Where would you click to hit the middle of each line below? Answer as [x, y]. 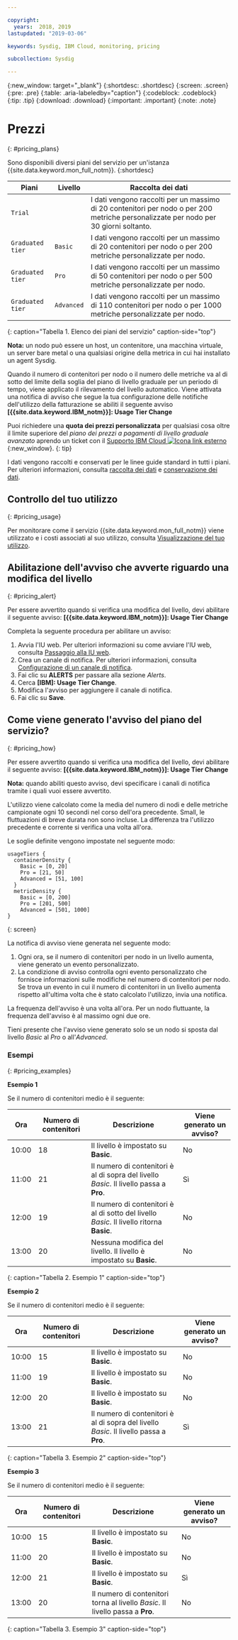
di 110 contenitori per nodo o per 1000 [156, 305]
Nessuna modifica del [127, 1242]
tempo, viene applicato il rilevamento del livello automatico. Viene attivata [114, 389]
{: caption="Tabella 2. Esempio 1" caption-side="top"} [86, 1277]
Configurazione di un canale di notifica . [75, 667]
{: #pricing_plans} [33, 149]
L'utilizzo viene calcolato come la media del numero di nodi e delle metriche [118, 804]
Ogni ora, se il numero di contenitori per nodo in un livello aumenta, [115, 956]
